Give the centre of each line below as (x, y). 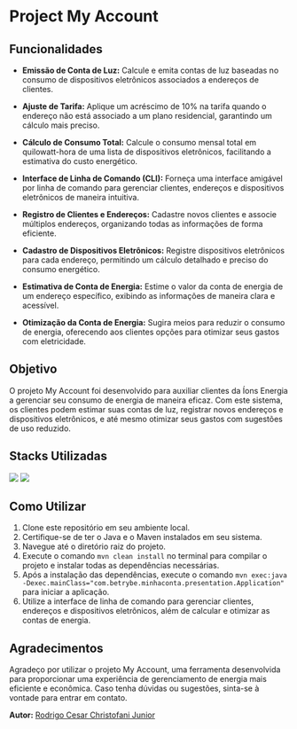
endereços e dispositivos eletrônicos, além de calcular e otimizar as (146, 611)
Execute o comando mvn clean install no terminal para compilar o (145, 556)
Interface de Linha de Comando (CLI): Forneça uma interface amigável (152, 178)
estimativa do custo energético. (80, 161)
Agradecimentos (56, 648)
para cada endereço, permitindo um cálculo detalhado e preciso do (145, 260)
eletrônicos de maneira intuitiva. (81, 197)
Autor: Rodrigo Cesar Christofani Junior (82, 715)
